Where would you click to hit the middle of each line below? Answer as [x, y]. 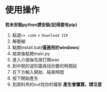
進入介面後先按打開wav [36, 60]
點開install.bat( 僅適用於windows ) [46, 47]
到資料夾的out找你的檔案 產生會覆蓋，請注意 [57, 84]
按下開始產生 [25, 78]
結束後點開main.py [31, 53]
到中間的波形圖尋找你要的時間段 [44, 66]
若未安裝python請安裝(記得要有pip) [41, 25]
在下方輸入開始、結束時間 [38, 72]
